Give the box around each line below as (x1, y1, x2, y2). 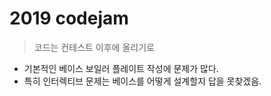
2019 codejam (9, 7, 129, 30)
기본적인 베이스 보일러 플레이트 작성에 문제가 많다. (23, 62, 219, 74)
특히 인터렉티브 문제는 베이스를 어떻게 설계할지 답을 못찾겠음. (23, 75, 262, 87)
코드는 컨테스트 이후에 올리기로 (33, 41, 155, 53)
